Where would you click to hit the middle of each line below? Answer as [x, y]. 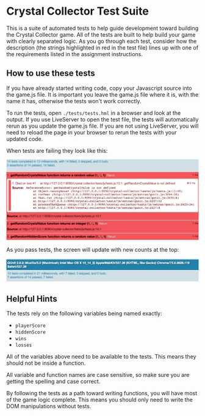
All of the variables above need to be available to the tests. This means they [101, 357]
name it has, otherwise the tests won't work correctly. [74, 101]
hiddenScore [30, 332]
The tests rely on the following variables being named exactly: [84, 313]
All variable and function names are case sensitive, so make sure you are [98, 375]
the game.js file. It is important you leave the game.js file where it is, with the [103, 94]
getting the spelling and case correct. [53, 381]
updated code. [25, 139]
